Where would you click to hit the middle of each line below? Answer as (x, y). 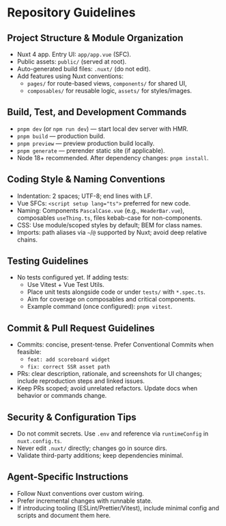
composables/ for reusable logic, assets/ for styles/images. (110, 91)
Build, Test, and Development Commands (97, 112)
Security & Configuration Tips (72, 417)
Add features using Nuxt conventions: (70, 76)
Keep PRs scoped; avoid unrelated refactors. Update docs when (107, 388)
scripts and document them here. (64, 515)
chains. (27, 239)
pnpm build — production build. (61, 136)
